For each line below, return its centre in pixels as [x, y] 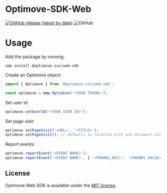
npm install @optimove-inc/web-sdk [42, 65]
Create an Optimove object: [33, 75]
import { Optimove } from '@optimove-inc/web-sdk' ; [60, 84]
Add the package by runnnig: [35, 57]
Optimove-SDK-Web [48, 9]
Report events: [20, 144]
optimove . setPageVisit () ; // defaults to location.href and [69, 135]
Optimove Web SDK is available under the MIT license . [61, 185]
